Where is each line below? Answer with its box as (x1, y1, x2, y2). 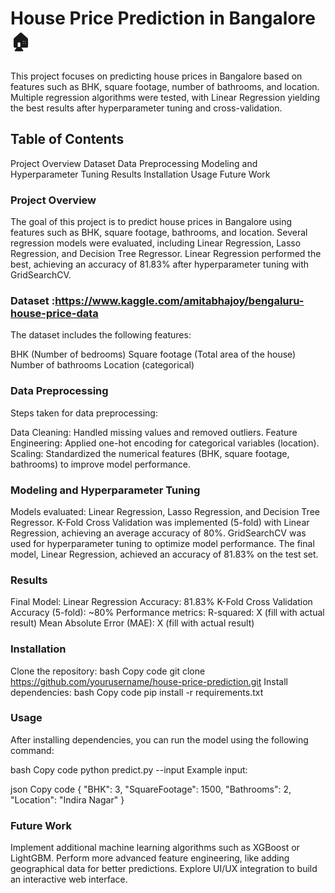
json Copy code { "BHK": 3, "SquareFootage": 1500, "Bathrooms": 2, (10, 783, 292, 795)
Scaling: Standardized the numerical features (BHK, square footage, (10, 447, 290, 459)
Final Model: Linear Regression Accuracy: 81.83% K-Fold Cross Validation (10, 596, 313, 608)
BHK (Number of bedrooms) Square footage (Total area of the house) (10, 348, 297, 361)
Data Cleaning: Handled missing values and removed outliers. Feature (10, 426, 298, 438)
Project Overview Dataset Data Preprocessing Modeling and (10, 157, 258, 169)
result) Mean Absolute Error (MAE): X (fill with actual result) (10, 617, 255, 629)
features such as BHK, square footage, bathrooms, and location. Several (10, 227, 308, 239)
